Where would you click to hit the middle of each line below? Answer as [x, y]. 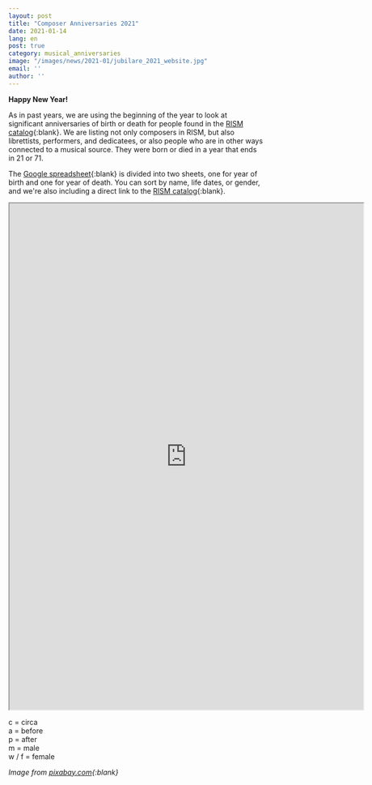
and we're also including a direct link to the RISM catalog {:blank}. [117, 190]
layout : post [30, 16]
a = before [26, 731]
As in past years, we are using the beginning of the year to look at [118, 115]
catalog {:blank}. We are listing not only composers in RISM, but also [121, 132]
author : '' [27, 76]
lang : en [23, 38]
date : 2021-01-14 [38, 31]
